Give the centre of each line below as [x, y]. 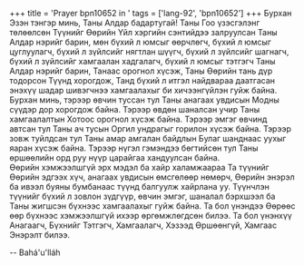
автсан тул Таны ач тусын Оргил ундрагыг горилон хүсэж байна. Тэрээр [151, 129]
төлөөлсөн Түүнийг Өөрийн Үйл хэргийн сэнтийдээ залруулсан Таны [144, 32]
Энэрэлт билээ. [40, 235]
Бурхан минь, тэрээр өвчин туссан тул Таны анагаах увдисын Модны [144, 100]
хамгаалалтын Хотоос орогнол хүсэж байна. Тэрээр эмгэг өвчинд [138, 119]
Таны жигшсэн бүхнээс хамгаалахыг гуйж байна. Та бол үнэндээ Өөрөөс [152, 206]
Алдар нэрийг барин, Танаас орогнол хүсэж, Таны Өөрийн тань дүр [141, 71]
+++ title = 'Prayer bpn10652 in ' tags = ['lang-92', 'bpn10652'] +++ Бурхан [151, 13]
